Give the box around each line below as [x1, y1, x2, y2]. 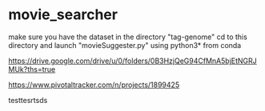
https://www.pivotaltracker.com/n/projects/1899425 [8, 80, 180, 89]
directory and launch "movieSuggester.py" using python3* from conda [8, 40, 242, 50]
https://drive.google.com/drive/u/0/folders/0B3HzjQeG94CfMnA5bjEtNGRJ [8, 56, 258, 65]
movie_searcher [8, 6, 118, 24]
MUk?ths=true [8, 64, 56, 73]
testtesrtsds [8, 95, 48, 105]
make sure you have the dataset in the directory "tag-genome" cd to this [8, 32, 248, 42]
